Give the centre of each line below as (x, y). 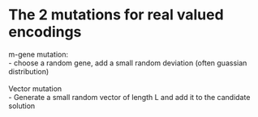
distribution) (29, 71)
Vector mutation (35, 88)
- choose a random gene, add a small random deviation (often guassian (128, 63)
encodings (45, 32)
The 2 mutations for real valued (116, 15)
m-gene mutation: (39, 54)
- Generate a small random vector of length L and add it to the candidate (129, 97)
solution (22, 106)
